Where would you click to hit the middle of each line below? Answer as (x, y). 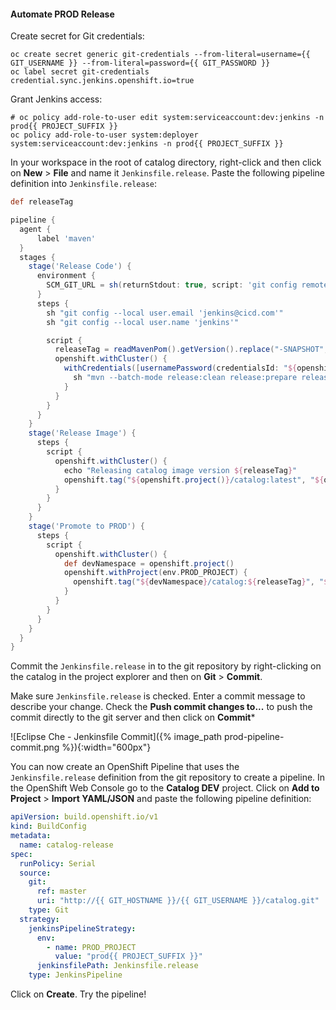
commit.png (35, 747)
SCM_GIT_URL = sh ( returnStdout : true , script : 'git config (172, 285)
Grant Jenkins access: (56, 99)
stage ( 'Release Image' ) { (82, 433)
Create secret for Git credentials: (77, 36)
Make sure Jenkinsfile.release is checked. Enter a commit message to (158, 696)
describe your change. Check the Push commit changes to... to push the (161, 707)
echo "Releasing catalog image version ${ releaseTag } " (180, 470)
